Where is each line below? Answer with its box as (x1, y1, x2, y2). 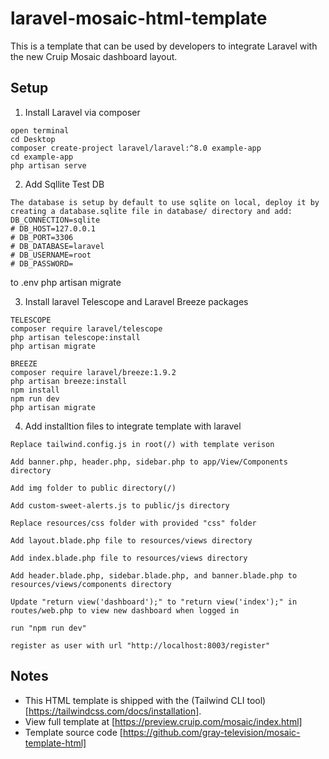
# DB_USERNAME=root (10, 250, 92, 260)
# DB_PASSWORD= (10, 258, 74, 269)
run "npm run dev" (10, 623, 87, 633)
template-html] (24, 737, 87, 749)
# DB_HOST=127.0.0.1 (10, 223, 97, 234)
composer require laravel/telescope (10, 323, 163, 334)
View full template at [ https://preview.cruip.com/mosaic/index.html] (24, 715, 303, 727)
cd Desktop (10, 134, 56, 144)
